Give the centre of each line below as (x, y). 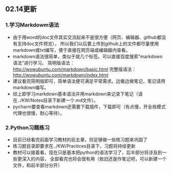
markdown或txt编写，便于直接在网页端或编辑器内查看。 (71, 50)
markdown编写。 (31, 87)
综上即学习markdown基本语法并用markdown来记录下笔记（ (75, 94)
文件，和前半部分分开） (37, 165)
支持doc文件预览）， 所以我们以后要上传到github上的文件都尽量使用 (88, 44)
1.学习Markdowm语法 (32, 25)
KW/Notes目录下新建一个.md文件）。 (60, 100)
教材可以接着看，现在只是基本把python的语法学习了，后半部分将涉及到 (87, 152)
